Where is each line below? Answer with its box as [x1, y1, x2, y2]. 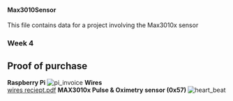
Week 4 [7, 38, 34, 48]
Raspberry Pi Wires [7, 78, 103, 86]
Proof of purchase [7, 60, 88, 72]
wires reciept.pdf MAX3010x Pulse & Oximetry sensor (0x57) [7, 86, 187, 94]
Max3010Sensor [7, 6, 57, 14]
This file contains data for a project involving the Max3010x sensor [7, 21, 199, 29]
